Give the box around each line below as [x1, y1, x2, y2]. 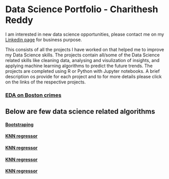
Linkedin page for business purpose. [5, 37, 82, 43]
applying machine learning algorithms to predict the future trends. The [5, 63, 153, 69]
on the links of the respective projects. [5, 79, 86, 85]
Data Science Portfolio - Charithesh [5, 4, 158, 15]
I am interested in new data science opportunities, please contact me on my [5, 31, 164, 37]
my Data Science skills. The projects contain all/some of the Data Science [5, 52, 160, 58]
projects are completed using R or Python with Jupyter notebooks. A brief [5, 68, 160, 74]
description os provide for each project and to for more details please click [5, 73, 162, 79]
